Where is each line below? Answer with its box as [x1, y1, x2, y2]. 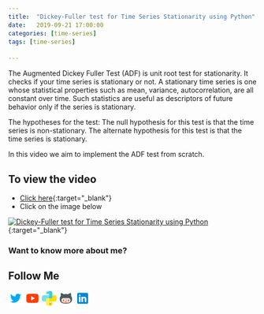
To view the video [8, 172, 97, 185]
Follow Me [8, 269, 60, 283]
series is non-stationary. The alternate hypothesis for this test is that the [8, 126, 243, 136]
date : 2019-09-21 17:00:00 [8, 21, 104, 29]
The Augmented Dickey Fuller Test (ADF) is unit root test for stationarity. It [8, 69, 248, 78]
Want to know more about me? [8, 245, 128, 256]
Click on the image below [19, 201, 102, 211]
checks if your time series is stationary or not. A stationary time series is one [8, 77, 257, 87]
